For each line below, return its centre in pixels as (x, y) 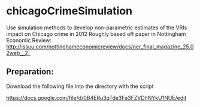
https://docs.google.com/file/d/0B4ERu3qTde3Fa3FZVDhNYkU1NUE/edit (96, 97)
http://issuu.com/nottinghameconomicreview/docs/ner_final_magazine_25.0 (100, 47)
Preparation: (30, 72)
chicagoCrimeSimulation (69, 11)
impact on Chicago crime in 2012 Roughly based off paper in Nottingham (96, 33)
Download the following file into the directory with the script (80, 86)
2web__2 (17, 53)
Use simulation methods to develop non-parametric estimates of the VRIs (97, 27)
